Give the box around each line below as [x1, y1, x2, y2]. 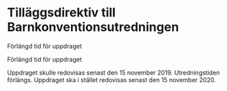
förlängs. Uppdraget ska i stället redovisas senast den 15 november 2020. [7, 75, 217, 83]
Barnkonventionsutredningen [7, 19, 180, 35]
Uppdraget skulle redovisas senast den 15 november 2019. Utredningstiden [7, 68, 220, 77]
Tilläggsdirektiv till [7, 5, 116, 21]
